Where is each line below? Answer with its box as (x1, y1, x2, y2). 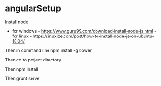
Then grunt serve (5, 75, 40, 81)
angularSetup (5, 3, 62, 14)
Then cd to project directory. (5, 57, 62, 62)
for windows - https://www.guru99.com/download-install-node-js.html (12, 28, 154, 34)
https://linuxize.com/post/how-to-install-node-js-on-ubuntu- (32, 33, 154, 39)
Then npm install (5, 66, 39, 72)
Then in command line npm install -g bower (5, 48, 92, 53)
